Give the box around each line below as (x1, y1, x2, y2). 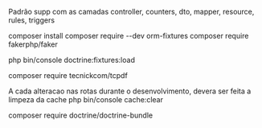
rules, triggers (8, 15, 55, 25)
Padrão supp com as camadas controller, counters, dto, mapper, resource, (8, 7, 255, 16)
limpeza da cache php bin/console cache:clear (8, 95, 163, 104)
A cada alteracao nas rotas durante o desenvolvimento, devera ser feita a (8, 86, 252, 96)
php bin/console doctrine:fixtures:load (8, 56, 135, 64)
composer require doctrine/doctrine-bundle (8, 110, 154, 120)
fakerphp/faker (8, 39, 58, 49)
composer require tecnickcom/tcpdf (8, 71, 129, 80)
